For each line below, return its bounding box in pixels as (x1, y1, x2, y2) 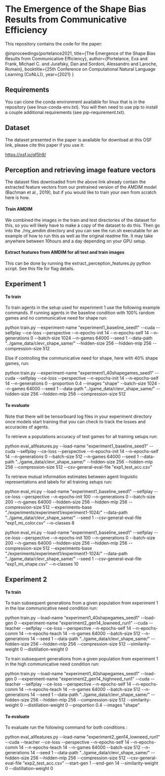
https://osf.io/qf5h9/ (5, 152, 46, 158)
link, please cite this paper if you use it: (5, 142, 85, 148)
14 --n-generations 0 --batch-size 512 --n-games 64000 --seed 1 (5, 453, 139, 459)
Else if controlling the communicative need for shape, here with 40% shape (5, 355, 158, 361)
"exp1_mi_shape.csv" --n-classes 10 (5, 561, 79, 567)
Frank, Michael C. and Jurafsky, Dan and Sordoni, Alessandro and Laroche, (5, 61, 158, 67)
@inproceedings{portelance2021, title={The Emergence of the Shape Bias (5, 50, 156, 56)
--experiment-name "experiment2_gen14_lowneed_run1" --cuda (18, 620, 148, 626)
